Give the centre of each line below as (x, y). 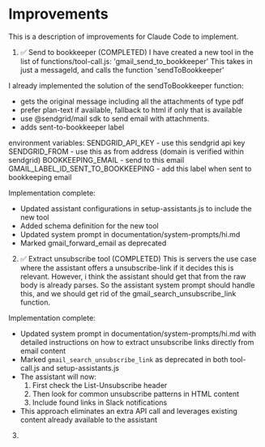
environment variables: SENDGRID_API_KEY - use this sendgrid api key (127, 143)
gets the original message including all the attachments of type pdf (132, 101)
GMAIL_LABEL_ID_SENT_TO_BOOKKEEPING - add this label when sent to (130, 168)
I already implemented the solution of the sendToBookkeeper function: (126, 85)
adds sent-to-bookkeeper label (72, 127)
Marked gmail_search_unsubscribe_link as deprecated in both (124, 359)
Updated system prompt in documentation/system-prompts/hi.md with (138, 334)
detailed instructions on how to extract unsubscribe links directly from (137, 342)
